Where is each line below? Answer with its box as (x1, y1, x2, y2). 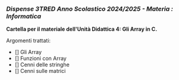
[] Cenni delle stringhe (14, 61, 70, 68)
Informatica (6, 12, 42, 20)
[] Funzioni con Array (14, 55, 67, 62)
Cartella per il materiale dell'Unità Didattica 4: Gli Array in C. (6, 25, 158, 33)
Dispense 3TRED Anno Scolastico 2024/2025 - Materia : (6, 5, 174, 13)
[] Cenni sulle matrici (14, 68, 66, 75)
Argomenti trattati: (6, 37, 51, 44)
